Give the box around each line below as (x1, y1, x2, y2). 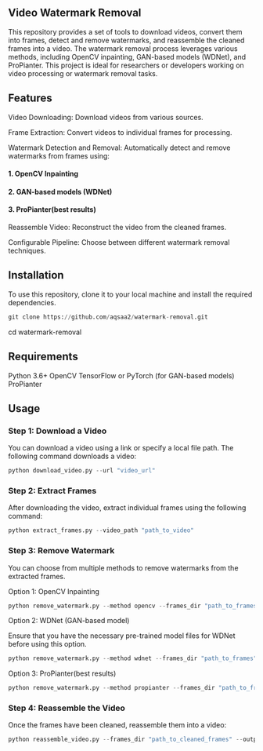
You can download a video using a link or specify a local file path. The (8, 443, 234, 453)
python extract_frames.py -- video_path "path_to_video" (8, 527, 194, 534)
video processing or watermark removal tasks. (8, 68, 158, 78)
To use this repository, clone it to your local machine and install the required (8, 290, 253, 299)
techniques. (8, 246, 46, 256)
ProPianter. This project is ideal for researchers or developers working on (8, 60, 244, 70)
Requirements (8, 350, 78, 363)
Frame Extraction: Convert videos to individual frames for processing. (8, 127, 232, 137)
